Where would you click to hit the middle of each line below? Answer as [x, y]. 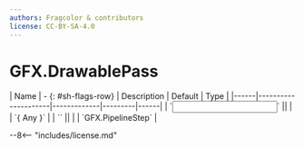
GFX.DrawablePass [84, 71]
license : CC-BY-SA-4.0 [52, 26]
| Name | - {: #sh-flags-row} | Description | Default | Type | [119, 96]
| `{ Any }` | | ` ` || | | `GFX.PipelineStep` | [83, 118]
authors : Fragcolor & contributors [77, 18]
